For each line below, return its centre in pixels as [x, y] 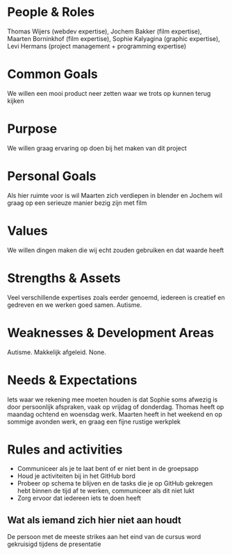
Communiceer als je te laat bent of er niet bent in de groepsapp [108, 469]
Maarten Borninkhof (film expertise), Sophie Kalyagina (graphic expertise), [114, 38]
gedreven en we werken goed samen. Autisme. [75, 305]
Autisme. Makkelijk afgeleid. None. [57, 352]
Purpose [32, 129]
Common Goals [53, 74]
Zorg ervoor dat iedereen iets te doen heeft [79, 498]
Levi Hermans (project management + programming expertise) [97, 46]
